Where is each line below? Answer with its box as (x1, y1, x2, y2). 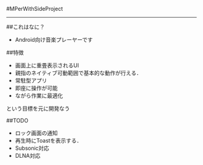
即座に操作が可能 (14, 85, 58, 91)
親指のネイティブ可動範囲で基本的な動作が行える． (14, 70, 142, 76)
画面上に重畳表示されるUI (14, 62, 79, 69)
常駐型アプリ (14, 77, 47, 84)
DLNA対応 (14, 152, 41, 159)
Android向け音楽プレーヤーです (14, 36, 93, 43)
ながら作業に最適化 (14, 92, 63, 99)
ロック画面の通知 (14, 129, 58, 137)
